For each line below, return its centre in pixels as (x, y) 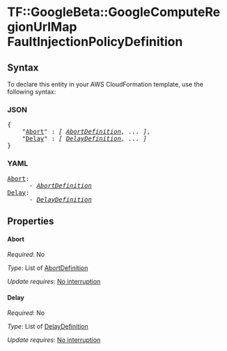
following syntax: (32, 92)
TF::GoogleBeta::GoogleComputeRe (114, 12)
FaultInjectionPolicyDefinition (95, 42)
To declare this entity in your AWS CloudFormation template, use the (105, 84)
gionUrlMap (42, 27)
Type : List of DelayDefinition (48, 327)
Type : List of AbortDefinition (48, 268)
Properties (31, 221)
